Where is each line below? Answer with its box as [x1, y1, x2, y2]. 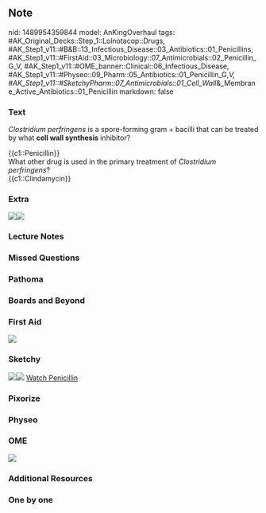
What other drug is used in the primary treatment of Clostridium [8, 157, 217, 166]
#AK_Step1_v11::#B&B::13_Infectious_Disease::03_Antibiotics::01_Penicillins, [8, 44, 254, 54]
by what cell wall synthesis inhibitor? [8, 133, 131, 142]
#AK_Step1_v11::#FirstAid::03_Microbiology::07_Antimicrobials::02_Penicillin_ [8, 52, 256, 62]
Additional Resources [8, 472, 93, 484]
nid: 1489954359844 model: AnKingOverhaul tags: [8, 27, 175, 37]
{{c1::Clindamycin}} [8, 174, 71, 184]
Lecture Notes [8, 231, 64, 242]
